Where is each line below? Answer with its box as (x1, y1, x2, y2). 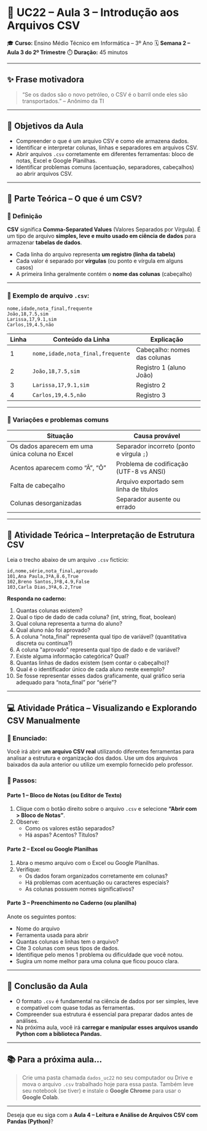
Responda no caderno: (7, 594, 66, 602)
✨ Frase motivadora (7, 74, 85, 85)
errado (116, 502, 136, 511)
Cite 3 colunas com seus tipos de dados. (15, 944, 119, 952)
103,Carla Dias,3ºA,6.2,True (7, 584, 82, 590)
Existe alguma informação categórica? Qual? (15, 652, 129, 660)
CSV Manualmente (7, 715, 80, 726)
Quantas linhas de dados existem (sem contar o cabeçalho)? (15, 659, 170, 666)
